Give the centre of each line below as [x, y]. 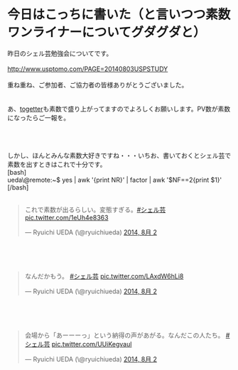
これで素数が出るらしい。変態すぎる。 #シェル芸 [95, 210]
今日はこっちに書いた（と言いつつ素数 [119, 15]
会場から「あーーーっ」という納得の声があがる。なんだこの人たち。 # [127, 335]
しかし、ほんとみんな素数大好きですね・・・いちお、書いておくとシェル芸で [119, 155]
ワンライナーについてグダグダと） [107, 32]
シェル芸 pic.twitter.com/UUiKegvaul [78, 344]
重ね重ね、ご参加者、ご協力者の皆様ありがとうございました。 [98, 85]
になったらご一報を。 [38, 117]
